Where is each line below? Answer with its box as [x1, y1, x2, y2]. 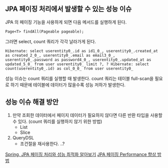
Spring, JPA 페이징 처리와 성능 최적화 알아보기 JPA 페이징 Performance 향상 [5, 151, 156, 157]
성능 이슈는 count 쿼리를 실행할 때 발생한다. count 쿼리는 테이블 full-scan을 [5, 75, 154, 81]
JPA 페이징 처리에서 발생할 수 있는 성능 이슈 [5, 5, 132, 14]
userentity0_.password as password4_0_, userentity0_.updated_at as [5, 57, 151, 62]
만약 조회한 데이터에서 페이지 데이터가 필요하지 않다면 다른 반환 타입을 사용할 [12, 112, 163, 118]
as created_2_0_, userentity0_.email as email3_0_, [5, 53, 115, 58]
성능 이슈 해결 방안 [5, 98, 59, 106]
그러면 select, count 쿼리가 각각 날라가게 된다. [5, 38, 96, 44]
